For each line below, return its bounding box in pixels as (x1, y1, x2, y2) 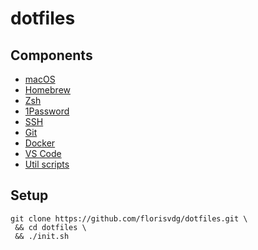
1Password (24, 105, 70, 117)
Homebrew (24, 84, 71, 96)
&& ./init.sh (14, 231, 70, 241)
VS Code (24, 148, 62, 159)
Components (10, 47, 93, 64)
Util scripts (24, 158, 70, 170)
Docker (24, 137, 56, 149)
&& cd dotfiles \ (14, 222, 87, 232)
